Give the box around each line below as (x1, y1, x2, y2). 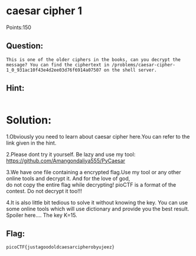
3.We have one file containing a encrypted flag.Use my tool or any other (6, 168, 181, 175)
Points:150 (6, 24, 31, 31)
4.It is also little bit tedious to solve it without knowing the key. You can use (6, 199, 188, 206)
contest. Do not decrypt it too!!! (6, 187, 83, 194)
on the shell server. (103, 67, 158, 73)
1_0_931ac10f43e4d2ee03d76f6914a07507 (6, 67, 102, 73)
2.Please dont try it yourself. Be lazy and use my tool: (6, 151, 136, 158)
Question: (6, 41, 44, 51)
